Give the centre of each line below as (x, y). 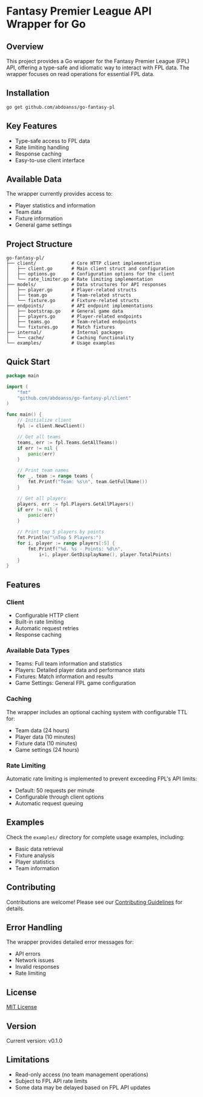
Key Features (32, 126)
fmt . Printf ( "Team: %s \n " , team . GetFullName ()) (88, 482)
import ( (17, 387)
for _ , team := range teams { (55, 476)
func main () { (24, 414)
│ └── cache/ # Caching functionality (70, 338)
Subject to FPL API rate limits (51, 1081)
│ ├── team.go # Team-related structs (69, 295)
